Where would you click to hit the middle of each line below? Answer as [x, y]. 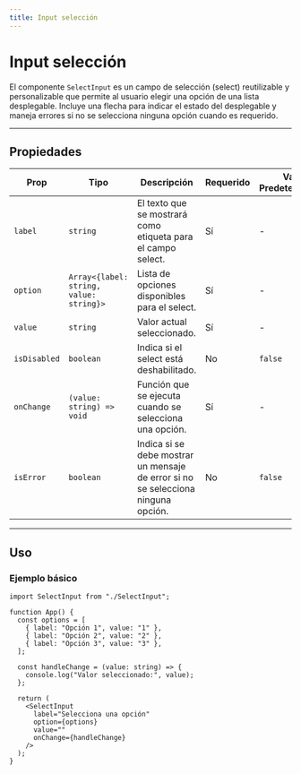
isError [30, 477]
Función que [163, 384]
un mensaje [162, 467]
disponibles [162, 297]
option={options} [65, 722]
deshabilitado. [167, 370]
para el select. [167, 307]
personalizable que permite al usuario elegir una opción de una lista [134, 96]
